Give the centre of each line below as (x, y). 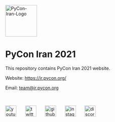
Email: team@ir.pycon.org (32, 88)
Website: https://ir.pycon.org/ (36, 78)
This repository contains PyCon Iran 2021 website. (58, 68)
